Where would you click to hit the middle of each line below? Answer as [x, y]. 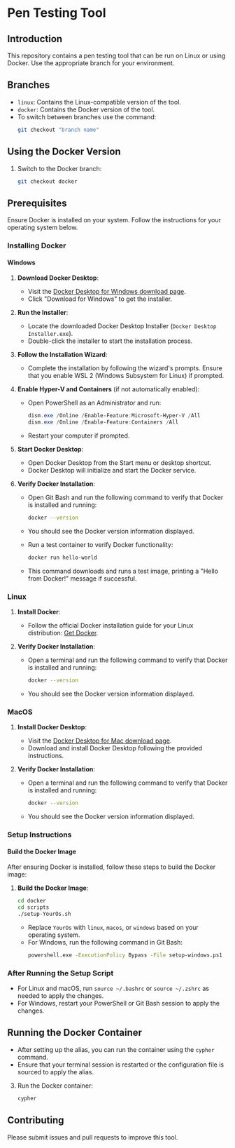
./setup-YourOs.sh [44, 914]
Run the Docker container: [55, 1086]
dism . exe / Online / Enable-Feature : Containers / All [103, 422]
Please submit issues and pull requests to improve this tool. [93, 1137]
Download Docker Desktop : [58, 278]
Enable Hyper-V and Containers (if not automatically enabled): [108, 389]
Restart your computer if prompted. [79, 435]
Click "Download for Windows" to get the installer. [100, 299]
